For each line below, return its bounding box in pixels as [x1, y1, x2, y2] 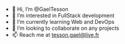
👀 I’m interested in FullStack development [11, 12, 115, 19]
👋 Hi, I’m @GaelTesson [11, 6, 69, 12]
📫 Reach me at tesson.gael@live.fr [11, 32, 100, 38]
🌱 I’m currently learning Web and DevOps [11, 18, 115, 25]
